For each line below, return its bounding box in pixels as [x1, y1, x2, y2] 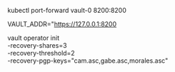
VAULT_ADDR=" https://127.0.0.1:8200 [7, 20, 117, 28]
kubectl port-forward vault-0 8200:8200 [7, 6, 127, 14]
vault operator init [7, 34, 59, 42]
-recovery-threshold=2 [7, 49, 75, 57]
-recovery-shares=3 [7, 41, 67, 49]
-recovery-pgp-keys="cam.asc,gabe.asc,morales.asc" [7, 56, 169, 65]
